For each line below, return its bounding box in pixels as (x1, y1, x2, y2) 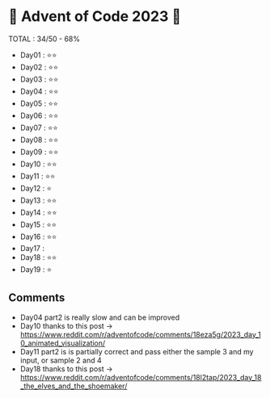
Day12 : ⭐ (19, 183, 53, 193)
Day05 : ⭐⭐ (19, 98, 59, 108)
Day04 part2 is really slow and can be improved (19, 312, 180, 322)
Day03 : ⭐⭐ (19, 74, 59, 84)
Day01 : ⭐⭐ (19, 50, 57, 60)
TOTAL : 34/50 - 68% (8, 34, 81, 44)
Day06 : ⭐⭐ (19, 111, 59, 120)
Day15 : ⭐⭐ (19, 220, 57, 229)
